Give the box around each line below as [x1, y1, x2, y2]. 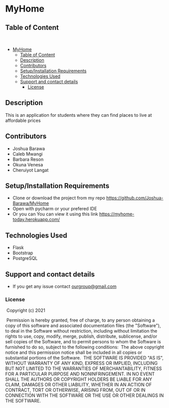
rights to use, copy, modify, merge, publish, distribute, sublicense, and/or [5, 333, 157, 339]
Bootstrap [12, 250, 33, 256]
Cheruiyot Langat [12, 167, 49, 173]
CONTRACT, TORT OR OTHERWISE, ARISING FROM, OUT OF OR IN [5, 387, 146, 393]
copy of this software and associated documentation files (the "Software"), [5, 323, 161, 329]
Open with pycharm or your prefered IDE [12, 206, 97, 212]
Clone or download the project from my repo [12, 195, 105, 201]
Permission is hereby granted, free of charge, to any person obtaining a [6, 317, 155, 324]
